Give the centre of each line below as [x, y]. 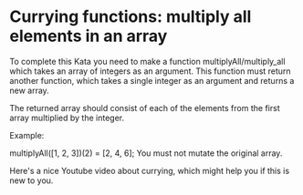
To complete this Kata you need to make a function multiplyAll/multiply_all [147, 61]
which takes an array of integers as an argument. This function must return [150, 71]
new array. [30, 90]
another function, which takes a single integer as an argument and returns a [152, 80]
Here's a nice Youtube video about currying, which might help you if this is [150, 170]
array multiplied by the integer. [67, 118]
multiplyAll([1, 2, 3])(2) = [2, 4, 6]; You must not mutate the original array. [146, 153]
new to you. [31, 180]
